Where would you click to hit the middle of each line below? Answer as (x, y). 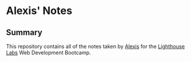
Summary (24, 32)
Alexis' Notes (39, 11)
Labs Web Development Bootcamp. (49, 53)
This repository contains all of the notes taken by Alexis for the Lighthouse (95, 46)
